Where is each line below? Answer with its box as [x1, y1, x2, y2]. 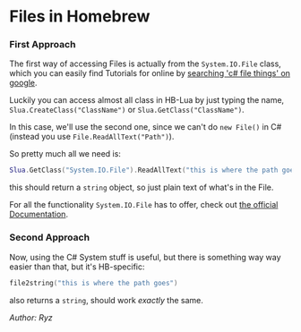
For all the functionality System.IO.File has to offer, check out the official [9, 200, 279, 210]
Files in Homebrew [9, 6, 150, 27]
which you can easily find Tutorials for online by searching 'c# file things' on [9, 68, 291, 79]
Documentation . [9, 209, 69, 220]
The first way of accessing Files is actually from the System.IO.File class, [9, 58, 282, 69]
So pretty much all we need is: [9, 149, 121, 159]
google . [9, 78, 38, 89]
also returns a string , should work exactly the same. [9, 294, 203, 305]
